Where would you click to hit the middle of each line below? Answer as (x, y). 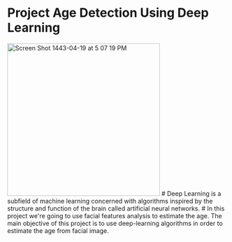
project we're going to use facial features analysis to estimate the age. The (115, 215)
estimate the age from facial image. (58, 230)
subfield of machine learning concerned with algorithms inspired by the (110, 201)
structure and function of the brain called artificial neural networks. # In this (116, 208)
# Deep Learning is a (191, 193)
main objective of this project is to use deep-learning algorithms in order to (115, 223)
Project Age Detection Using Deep (108, 13)
